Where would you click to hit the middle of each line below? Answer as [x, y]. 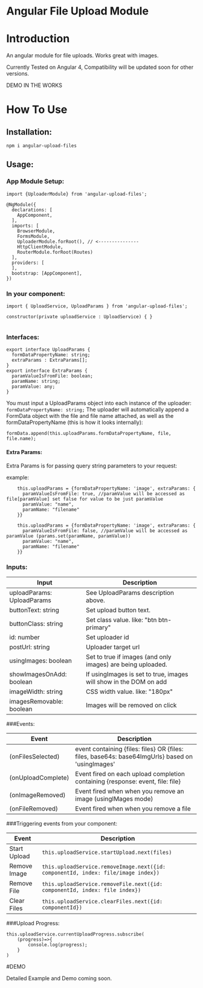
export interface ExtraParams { [47, 371]
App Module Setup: [35, 181]
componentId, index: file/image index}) [101, 873]
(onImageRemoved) [37, 795]
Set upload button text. [118, 610]
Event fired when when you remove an [130, 791]
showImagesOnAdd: [38, 674]
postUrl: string [30, 647]
